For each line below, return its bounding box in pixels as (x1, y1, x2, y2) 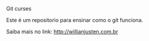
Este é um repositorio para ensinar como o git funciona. (6, 17, 144, 23)
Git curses (6, 5, 32, 12)
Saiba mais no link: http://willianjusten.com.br (6, 28, 118, 35)
